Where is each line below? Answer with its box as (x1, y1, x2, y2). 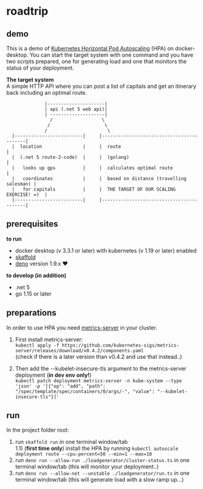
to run (6, 235, 23, 242)
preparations (6, 308, 57, 318)
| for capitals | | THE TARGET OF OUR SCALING (12, 186, 176, 192)
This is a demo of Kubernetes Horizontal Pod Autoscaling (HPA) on (6, 45, 174, 52)
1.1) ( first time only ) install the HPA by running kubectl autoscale (15, 444, 179, 452)
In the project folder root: (6, 426, 69, 434)
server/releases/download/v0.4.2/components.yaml (15, 347, 144, 353)
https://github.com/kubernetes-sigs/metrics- (62, 342, 180, 349)
